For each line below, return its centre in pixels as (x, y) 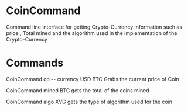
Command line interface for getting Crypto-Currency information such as (94, 27)
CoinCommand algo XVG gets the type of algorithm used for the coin (89, 102)
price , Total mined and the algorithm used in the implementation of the (92, 33)
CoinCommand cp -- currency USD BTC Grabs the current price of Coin (93, 79)
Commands (35, 63)
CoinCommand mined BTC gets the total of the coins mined (78, 90)
